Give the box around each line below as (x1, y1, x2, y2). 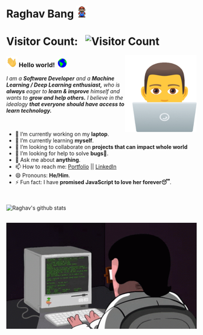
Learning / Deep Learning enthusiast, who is (6, 81, 120, 88)
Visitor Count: (6, 35, 79, 48)
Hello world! (18, 61, 56, 69)
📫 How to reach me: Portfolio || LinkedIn (14, 163, 117, 170)
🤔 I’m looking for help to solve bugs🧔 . (14, 150, 109, 157)
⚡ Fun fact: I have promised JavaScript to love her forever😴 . (14, 178, 172, 185)
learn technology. (6, 107, 53, 114)
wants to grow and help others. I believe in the (6, 94, 124, 101)
